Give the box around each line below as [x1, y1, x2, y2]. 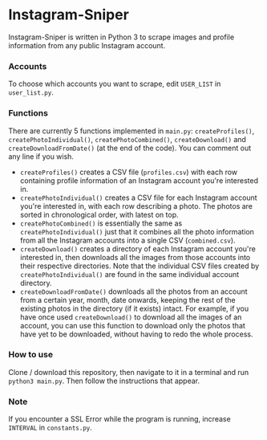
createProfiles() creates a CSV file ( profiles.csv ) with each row [19, 167, 238, 177]
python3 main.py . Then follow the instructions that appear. [8, 376, 200, 385]
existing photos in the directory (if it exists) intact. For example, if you [19, 304, 249, 313]
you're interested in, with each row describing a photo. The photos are [19, 201, 253, 210]
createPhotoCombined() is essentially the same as [19, 218, 183, 228]
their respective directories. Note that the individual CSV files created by [19, 261, 260, 271]
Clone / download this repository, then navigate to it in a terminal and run [8, 367, 249, 377]
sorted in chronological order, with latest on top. [19, 210, 179, 219]
